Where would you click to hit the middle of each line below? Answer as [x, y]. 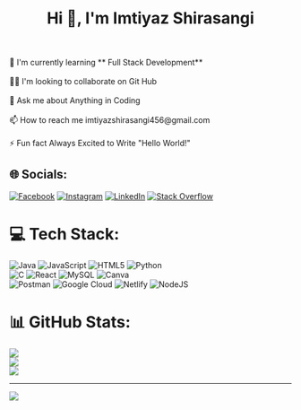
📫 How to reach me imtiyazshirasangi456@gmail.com [110, 119]
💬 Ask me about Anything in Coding [75, 100]
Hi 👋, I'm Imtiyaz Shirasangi [150, 18]
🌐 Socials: [39, 174]
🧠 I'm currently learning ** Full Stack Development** [106, 62]
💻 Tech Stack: [64, 234]
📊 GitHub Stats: [70, 322]
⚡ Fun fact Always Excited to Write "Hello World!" [100, 143]
